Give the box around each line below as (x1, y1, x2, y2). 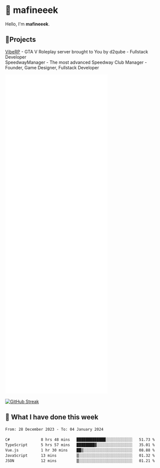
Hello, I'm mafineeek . (5, 21, 50, 27)
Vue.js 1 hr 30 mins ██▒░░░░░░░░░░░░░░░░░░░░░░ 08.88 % (5, 448, 155, 453)
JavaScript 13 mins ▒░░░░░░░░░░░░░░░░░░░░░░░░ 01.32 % (5, 453, 155, 458)
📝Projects (5, 35, 36, 44)
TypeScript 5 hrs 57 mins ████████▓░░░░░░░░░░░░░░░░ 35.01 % (5, 443, 155, 448)
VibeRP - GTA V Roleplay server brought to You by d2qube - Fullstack (5, 48, 149, 54)
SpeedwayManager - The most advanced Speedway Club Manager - (5, 59, 147, 65)
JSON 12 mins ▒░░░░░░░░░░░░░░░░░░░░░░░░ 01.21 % (5, 458, 155, 463)
